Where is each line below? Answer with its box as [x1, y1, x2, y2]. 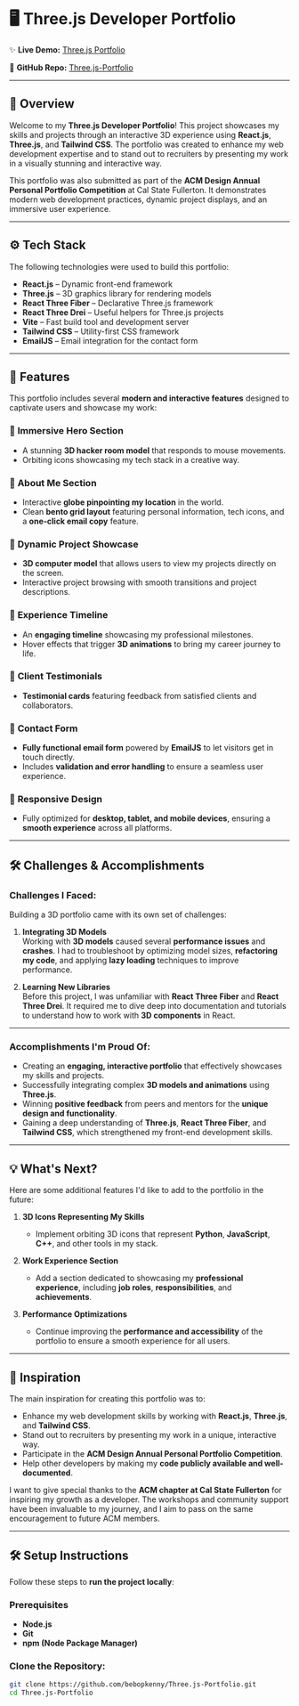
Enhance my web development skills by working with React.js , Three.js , [21, 1410, 287, 1422]
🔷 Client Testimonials [9, 670, 103, 683]
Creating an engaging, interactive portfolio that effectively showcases [21, 1060, 283, 1071]
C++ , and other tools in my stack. [35, 1239, 158, 1249]
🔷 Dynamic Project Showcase [9, 538, 139, 550]
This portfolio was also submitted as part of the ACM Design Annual [9, 175, 261, 185]
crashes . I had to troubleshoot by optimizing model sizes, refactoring [21, 946, 279, 956]
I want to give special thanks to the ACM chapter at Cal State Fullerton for [9, 1485, 282, 1496]
